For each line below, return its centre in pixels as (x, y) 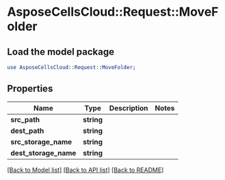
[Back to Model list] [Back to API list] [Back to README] (85, 170)
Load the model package (61, 52)
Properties (30, 89)
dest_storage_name (43, 153)
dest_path (27, 131)
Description (129, 108)
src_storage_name (41, 142)
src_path (25, 119)
